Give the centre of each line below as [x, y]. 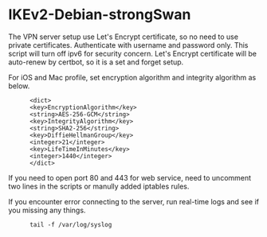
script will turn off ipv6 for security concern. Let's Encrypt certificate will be [133, 53]
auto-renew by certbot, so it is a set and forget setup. [96, 62]
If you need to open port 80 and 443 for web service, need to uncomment [130, 177]
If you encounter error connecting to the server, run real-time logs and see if [134, 201]
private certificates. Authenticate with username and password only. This [128, 45]
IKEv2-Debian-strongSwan [100, 15]
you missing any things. [47, 210]
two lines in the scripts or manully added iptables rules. [99, 186]
